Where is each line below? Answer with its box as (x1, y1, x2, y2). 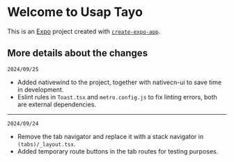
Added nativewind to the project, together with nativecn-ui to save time (17, 78, 221, 86)
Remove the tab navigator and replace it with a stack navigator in (17, 132, 204, 140)
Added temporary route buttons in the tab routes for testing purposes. (17, 147, 219, 155)
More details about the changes (7, 47, 148, 59)
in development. (17, 85, 64, 94)
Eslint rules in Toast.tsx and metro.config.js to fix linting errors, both (17, 92, 217, 101)
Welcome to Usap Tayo (7, 4, 143, 20)
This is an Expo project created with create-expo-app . (7, 27, 161, 35)
